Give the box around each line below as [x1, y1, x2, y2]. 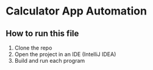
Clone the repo [14, 44, 52, 51]
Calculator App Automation [5, 4, 148, 18]
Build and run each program [14, 57, 85, 64]
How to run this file [5, 28, 79, 39]
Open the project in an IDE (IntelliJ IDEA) [14, 51, 116, 58]
